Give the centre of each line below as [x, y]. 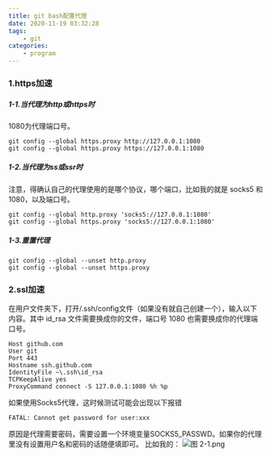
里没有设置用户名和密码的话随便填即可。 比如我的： [94, 444]
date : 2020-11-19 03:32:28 [54, 23]
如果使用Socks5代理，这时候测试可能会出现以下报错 [95, 403]
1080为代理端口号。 [42, 125]
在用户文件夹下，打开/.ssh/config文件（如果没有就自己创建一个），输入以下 [133, 309]
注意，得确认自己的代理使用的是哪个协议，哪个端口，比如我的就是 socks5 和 [136, 189]
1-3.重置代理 [29, 240]
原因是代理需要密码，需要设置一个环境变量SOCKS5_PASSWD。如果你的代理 [135, 434]
